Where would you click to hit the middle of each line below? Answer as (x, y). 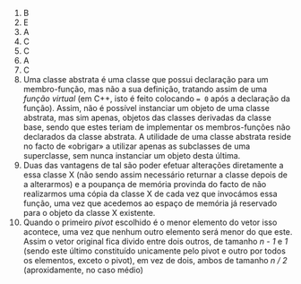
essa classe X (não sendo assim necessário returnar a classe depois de (155, 175)
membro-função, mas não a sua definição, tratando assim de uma (145, 89)
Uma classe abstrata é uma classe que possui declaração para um (146, 79)
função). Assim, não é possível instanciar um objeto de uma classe (146, 108)
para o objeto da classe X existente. (89, 213)
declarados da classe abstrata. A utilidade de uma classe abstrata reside (157, 137)
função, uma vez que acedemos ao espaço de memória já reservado (150, 203)
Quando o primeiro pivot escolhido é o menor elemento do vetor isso (150, 222)
